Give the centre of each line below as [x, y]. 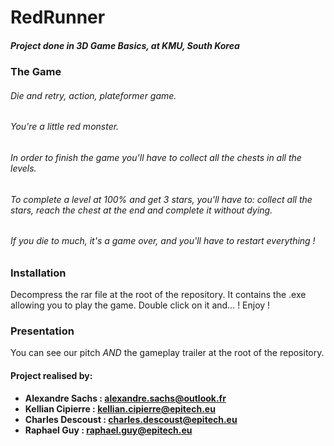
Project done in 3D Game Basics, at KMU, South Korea [125, 45]
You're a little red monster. [65, 127]
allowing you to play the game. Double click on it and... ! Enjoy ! [140, 305]
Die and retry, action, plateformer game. [93, 95]
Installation [38, 273]
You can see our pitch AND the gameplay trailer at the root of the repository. [167, 353]
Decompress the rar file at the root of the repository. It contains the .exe [158, 295]
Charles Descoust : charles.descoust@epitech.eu [131, 419]
